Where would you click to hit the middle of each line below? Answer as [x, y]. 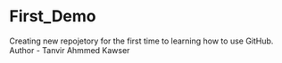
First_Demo [53, 16]
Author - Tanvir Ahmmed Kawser [70, 50]
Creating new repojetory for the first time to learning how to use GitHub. [141, 41]
